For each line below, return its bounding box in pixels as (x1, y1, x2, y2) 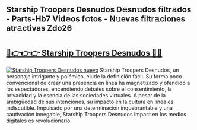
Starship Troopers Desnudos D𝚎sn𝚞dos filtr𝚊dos (6, 5, 192, 15)
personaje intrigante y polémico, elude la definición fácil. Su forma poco (6, 73, 182, 80)
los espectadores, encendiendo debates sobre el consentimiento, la (6, 85, 172, 93)
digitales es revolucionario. (6, 117, 72, 124)
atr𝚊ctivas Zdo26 (6, 23, 72, 33)
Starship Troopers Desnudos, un (100, 66, 179, 74)
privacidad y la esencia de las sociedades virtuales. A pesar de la (6, 92, 166, 99)
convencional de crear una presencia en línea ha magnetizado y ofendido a (6, 80, 190, 86)
